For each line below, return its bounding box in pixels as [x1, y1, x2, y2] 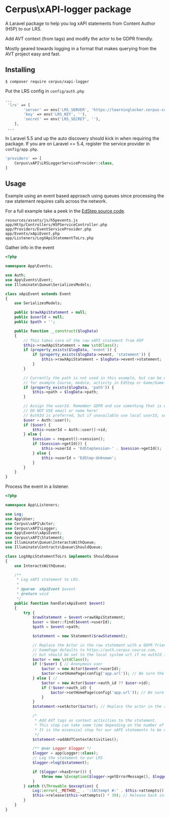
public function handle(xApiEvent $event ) [14, 601, 105, 606]
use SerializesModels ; [14, 301, 62, 306]
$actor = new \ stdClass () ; [32, 657, 90, 662]
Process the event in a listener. [5, 483, 69, 489]
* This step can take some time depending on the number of [34, 723, 164, 728]
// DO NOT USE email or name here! [23, 408, 99, 413]
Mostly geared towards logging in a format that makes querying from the [5, 45, 157, 51]
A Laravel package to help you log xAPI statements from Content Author [5, 20, 156, 26]
